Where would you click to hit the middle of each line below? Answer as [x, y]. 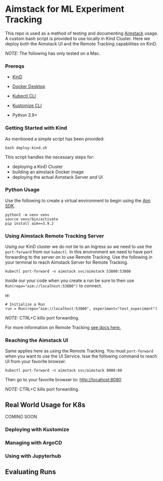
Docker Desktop [29, 86]
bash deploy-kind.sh [26, 148]
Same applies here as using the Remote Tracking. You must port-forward [79, 351]
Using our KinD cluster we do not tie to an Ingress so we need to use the [79, 247]
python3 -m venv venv [27, 215]
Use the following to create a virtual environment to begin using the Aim [78, 200]
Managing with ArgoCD [34, 443]
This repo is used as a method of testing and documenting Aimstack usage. [82, 33]
